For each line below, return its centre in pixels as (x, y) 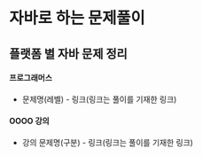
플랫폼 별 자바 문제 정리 (69, 54)
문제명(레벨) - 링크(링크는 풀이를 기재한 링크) (99, 99)
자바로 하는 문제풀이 (78, 18)
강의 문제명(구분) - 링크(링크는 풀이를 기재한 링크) (107, 142)
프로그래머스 (31, 78)
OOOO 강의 (30, 121)
